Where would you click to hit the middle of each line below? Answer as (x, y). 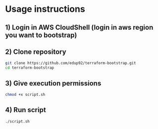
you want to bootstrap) (41, 35)
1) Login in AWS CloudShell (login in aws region (79, 27)
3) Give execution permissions (53, 83)
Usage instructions (45, 9)
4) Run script (26, 110)
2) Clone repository (36, 52)
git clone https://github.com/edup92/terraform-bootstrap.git (71, 63)
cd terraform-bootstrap (30, 68)
